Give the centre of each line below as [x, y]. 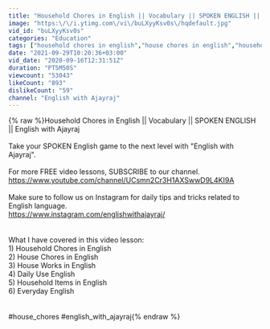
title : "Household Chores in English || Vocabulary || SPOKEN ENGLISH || [135, 16]
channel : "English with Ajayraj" [64, 98]
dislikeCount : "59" [41, 90]
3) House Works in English [52, 266]
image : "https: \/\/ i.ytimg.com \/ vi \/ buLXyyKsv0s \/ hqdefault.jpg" [120, 23]
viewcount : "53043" [41, 75]
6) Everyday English [41, 291]
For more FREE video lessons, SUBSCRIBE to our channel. [104, 172]
